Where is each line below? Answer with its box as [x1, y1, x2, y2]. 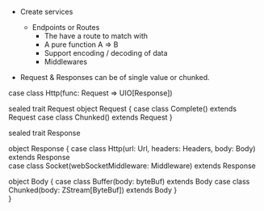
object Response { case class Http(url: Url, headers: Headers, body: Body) [8, 144, 256, 153]
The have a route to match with [44, 32, 148, 40]
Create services [19, 7, 73, 16]
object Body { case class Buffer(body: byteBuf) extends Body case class [8, 177, 250, 186]
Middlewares [44, 57, 87, 66]
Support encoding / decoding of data [44, 49, 168, 57]
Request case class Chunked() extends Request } [8, 112, 174, 122]
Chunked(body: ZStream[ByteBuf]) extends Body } [8, 185, 178, 195]
